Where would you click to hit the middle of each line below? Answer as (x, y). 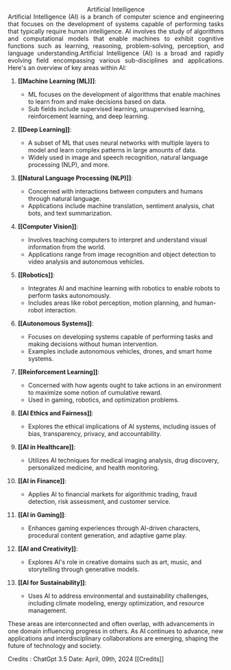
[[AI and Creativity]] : (48, 548)
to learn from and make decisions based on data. (97, 102)
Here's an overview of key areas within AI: (67, 68)
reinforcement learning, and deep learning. (88, 116)
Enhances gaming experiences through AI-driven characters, (114, 528)
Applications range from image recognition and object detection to (122, 254)
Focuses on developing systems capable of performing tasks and (120, 337)
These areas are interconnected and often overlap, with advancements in (111, 624)
